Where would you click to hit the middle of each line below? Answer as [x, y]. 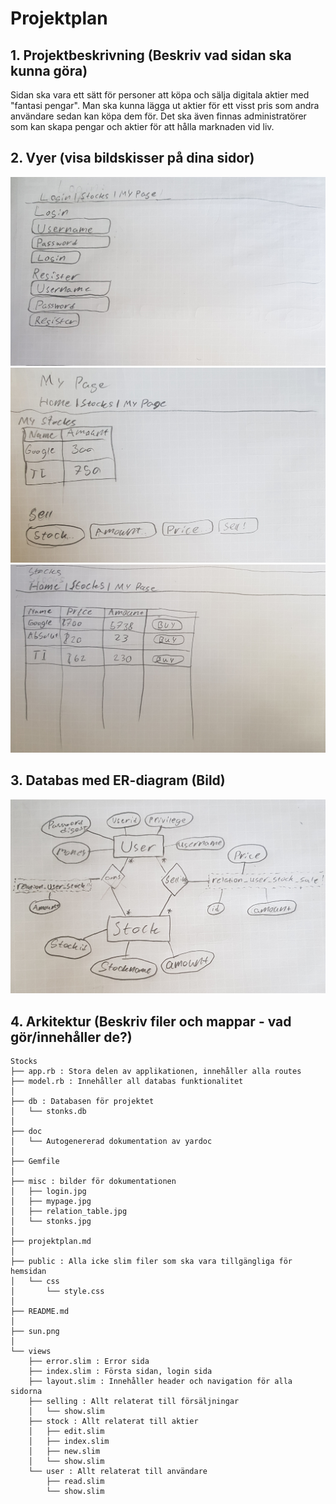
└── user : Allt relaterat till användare [118, 1471]
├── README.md [40, 1311]
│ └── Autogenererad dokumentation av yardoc [111, 1141]
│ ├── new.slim [64, 1451]
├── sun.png [35, 1331]
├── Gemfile [35, 1161]
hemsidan [28, 1271]
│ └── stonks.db [48, 1111]
